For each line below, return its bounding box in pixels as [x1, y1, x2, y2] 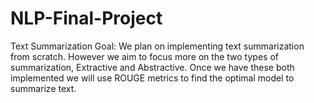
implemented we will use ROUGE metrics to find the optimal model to [10, 72, 295, 84]
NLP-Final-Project [10, 7, 163, 30]
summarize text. [10, 82, 77, 94]
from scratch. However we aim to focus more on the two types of [10, 50, 279, 62]
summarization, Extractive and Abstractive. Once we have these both [10, 61, 295, 73]
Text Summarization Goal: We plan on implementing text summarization [10, 40, 305, 52]
